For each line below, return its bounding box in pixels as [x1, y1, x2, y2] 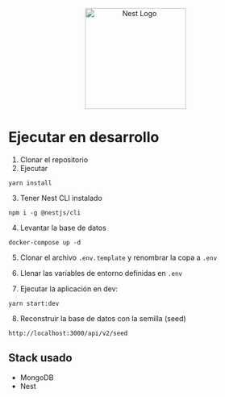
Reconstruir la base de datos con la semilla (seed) [19, 313, 187, 323]
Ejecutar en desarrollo [8, 128, 160, 147]
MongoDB [19, 372, 54, 382]
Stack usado [8, 351, 73, 365]
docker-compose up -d [8, 238, 81, 246]
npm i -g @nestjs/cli [8, 208, 81, 217]
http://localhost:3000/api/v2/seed [8, 329, 128, 337]
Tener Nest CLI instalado [19, 193, 102, 203]
